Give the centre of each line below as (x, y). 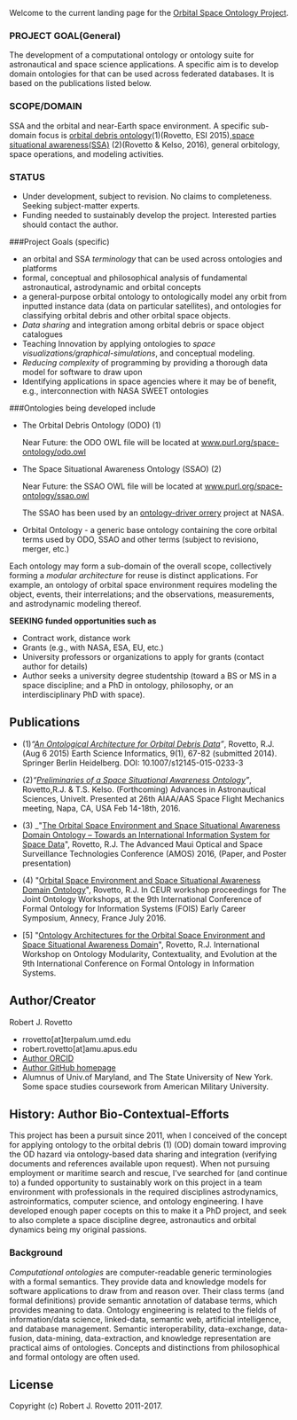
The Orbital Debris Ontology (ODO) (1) (91, 425)
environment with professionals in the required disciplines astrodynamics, (144, 1192)
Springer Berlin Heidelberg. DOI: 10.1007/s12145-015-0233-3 (133, 763)
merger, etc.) (46, 548)
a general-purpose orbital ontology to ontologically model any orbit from (154, 296)
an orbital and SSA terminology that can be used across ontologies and (152, 259)
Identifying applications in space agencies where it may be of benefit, (149, 381)
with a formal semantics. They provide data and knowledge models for (138, 1282)
